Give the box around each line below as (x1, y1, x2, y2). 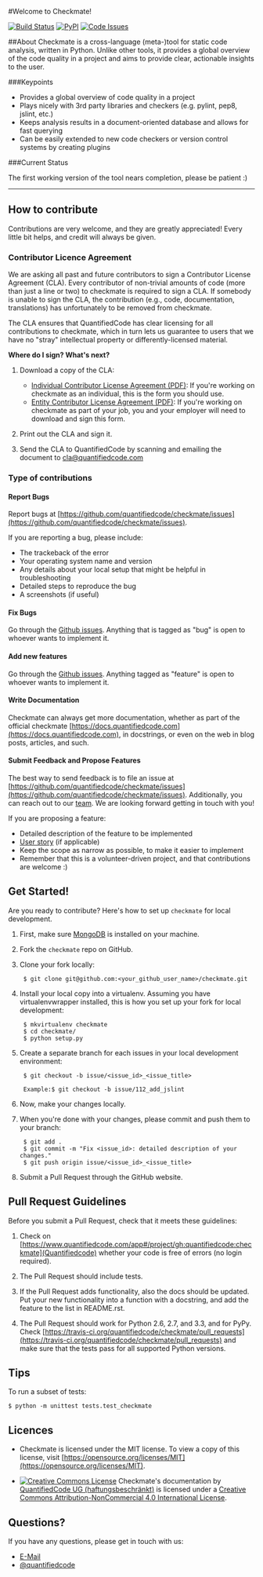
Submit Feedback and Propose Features (8, 756, 141, 765)
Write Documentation (8, 695, 80, 705)
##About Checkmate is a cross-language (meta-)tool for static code (8, 37, 228, 46)
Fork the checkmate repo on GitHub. (19, 944, 133, 953)
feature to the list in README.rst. (19, 1303, 125, 1312)
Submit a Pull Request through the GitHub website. (19, 1172, 183, 1181)
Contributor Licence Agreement (8, 251, 131, 262)
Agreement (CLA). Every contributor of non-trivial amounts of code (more (8, 278, 246, 287)
